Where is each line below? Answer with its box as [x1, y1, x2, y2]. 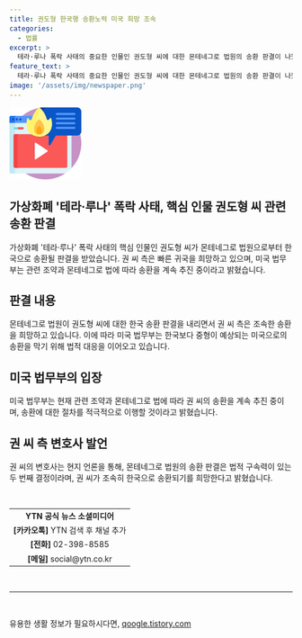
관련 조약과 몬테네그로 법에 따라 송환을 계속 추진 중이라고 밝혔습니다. [25, 264, 266, 274]
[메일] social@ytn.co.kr [27, 553, 112, 564]
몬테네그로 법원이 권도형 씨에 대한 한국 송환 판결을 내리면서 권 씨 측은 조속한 [9, 319, 276, 329]
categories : [9, 23, 54, 33]
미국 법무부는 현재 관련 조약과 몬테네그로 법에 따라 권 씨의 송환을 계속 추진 [9, 396, 268, 407]
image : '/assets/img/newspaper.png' [9, 81, 147, 90]
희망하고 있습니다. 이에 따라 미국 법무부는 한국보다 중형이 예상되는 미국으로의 [18, 329, 288, 341]
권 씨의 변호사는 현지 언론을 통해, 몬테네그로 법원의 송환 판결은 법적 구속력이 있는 [9, 462, 292, 472]
